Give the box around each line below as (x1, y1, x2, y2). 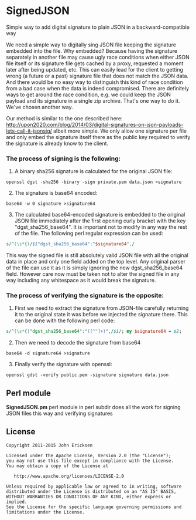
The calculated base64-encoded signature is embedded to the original (14, 211, 185, 218)
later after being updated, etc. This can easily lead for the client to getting (6, 66, 183, 73)
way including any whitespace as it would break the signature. (6, 277, 156, 284)
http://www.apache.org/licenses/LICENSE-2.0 (13, 473, 125, 479)
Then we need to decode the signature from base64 (14, 339, 141, 346)
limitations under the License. (6, 509, 85, 515)
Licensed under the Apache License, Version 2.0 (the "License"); (6, 453, 171, 458)
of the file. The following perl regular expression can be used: (14, 230, 163, 237)
